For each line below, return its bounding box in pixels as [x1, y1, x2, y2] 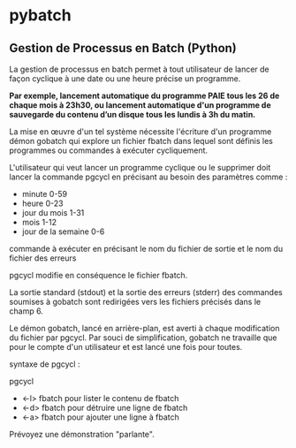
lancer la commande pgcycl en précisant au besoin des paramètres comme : [9, 171, 288, 182]
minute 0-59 [21, 189, 68, 199]
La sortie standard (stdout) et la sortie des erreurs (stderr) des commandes [9, 287, 283, 297]
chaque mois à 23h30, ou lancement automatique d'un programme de [9, 100, 271, 110]
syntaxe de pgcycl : [9, 359, 80, 369]
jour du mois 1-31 [21, 208, 85, 217]
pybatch [9, 5, 72, 26]
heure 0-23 [21, 198, 64, 209]
